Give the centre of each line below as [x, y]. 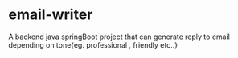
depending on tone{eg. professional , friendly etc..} [93, 44]
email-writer [51, 15]
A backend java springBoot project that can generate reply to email [119, 37]
